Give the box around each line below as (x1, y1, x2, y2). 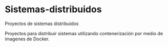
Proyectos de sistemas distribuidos (5, 20, 79, 27)
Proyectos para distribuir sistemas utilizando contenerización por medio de (5, 30, 163, 36)
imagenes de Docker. (5, 36, 50, 42)
